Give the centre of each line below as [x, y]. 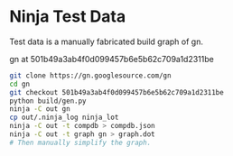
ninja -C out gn [40, 109]
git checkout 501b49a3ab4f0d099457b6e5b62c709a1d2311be [116, 92]
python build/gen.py [48, 101]
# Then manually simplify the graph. [80, 142]
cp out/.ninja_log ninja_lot [64, 118]
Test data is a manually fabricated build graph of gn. [106, 41]
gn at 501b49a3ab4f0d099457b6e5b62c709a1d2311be [112, 59]
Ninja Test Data [68, 17]
